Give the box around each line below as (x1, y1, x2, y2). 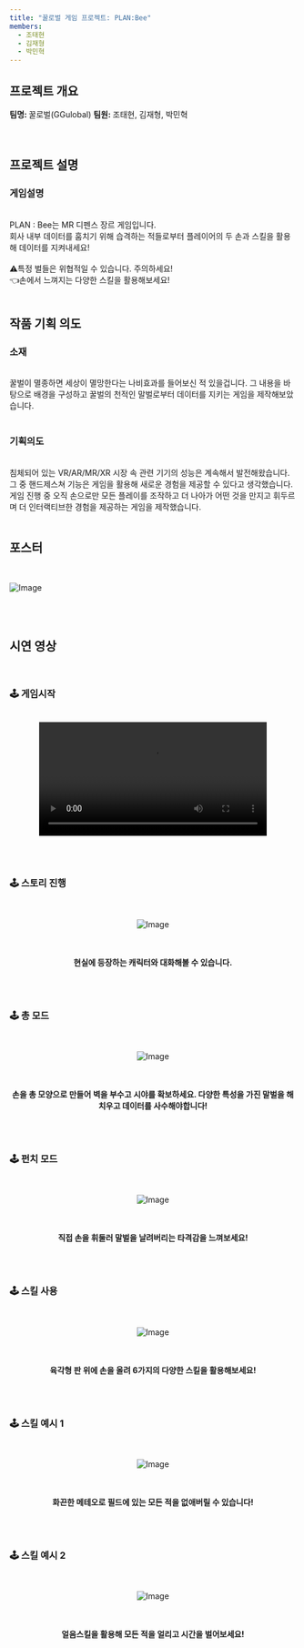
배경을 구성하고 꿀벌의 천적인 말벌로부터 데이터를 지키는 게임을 (33, 389, 255, 400)
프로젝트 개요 (9, 83, 79, 98)
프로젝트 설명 (9, 157, 79, 173)
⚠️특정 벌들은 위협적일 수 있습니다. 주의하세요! (9, 263, 173, 274)
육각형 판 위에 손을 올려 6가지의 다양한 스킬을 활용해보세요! (49, 1364, 257, 1375)
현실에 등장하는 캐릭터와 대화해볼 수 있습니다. (73, 956, 233, 967)
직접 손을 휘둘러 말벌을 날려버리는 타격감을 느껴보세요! (57, 1232, 248, 1243)
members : (9, 22, 43, 31)
